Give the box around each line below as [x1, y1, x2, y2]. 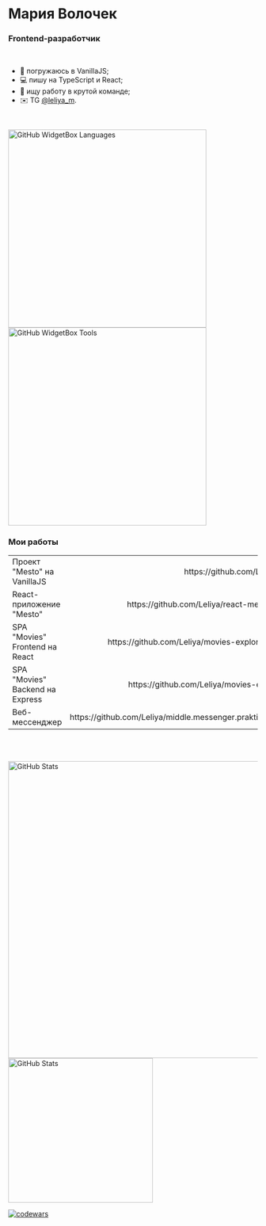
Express [12, 694, 43, 705]
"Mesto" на [12, 565, 55, 577]
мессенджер [12, 716, 63, 727]
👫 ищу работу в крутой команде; [19, 86, 131, 96]
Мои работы [8, 536, 59, 547]
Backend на [12, 683, 57, 695]
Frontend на [12, 641, 58, 652]
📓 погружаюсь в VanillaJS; [19, 67, 109, 76]
